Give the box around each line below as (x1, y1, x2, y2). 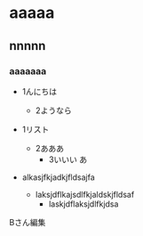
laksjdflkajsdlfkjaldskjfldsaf (35, 189, 135, 199)
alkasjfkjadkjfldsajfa (21, 172, 95, 183)
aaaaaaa (9, 65, 47, 77)
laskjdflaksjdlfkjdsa (48, 199, 119, 209)
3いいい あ (48, 154, 87, 165)
